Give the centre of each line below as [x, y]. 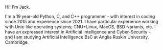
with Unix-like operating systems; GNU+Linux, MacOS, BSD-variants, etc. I [80, 27]
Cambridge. [17, 42]
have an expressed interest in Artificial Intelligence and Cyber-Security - [78, 32]
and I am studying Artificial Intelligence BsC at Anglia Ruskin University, [77, 37]
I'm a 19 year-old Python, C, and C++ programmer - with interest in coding [80, 16]
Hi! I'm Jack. [18, 7]
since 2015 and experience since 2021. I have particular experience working [82, 22]
